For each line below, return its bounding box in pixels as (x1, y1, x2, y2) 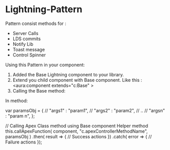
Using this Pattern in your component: (5, 62, 85, 68)
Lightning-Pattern (5, 4, 82, 15)
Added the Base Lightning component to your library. (12, 71, 124, 77)
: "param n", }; (5, 113, 35, 119)
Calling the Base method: (12, 87, 66, 94)
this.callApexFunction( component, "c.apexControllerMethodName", (5, 128, 148, 134)
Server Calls (12, 30, 39, 36)
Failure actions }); (5, 139, 42, 145)
